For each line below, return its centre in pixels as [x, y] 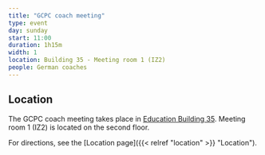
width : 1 [23, 52]
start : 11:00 [30, 38]
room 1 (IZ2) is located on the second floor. [79, 127]
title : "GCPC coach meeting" [57, 15]
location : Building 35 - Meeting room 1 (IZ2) [87, 60]
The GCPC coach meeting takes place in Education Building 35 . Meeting [127, 118]
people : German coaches [48, 68]
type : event [28, 23]
